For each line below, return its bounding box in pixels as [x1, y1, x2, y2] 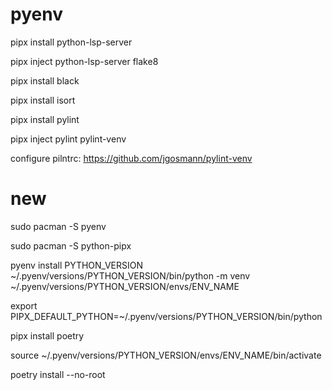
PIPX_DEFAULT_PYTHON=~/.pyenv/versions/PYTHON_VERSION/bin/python [10, 310, 323, 322]
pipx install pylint [10, 113, 80, 125]
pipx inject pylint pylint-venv [10, 133, 127, 145]
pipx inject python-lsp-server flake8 [10, 55, 159, 67]
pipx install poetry [10, 329, 85, 342]
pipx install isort [10, 94, 76, 106]
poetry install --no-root [10, 368, 106, 380]
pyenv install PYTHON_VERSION [10, 259, 143, 271]
